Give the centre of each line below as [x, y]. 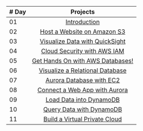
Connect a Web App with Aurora [83, 90]
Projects [83, 12]
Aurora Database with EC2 [83, 80]
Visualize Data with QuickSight [83, 41]
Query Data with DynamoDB [83, 109]
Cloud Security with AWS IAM [83, 51]
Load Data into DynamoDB [83, 100]
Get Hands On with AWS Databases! [83, 61]
